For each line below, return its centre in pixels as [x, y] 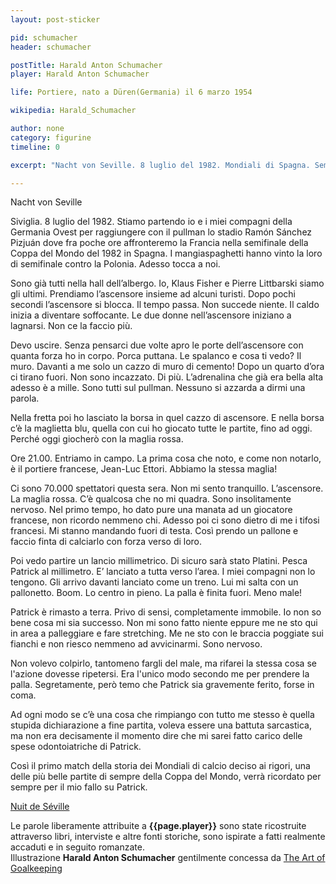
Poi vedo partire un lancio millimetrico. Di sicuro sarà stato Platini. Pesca [159, 561]
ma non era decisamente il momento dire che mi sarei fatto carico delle [156, 736]
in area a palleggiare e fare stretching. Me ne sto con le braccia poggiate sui [167, 633]
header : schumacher [51, 47]
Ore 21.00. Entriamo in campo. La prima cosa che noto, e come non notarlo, [166, 458]
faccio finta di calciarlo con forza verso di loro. [106, 542]
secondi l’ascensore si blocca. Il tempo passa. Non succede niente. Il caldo [165, 305]
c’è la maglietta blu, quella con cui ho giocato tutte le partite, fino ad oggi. [161, 428]
